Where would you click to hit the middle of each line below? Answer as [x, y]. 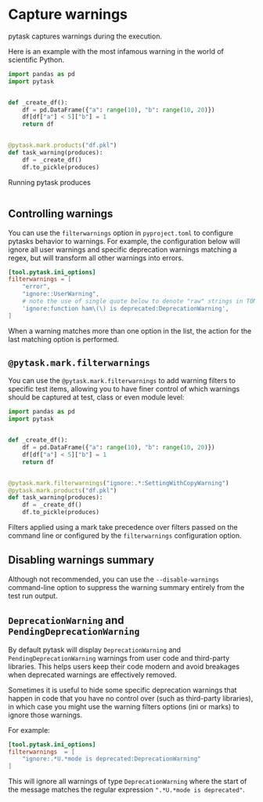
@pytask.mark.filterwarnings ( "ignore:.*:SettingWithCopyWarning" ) [119, 483]
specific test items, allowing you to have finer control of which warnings [124, 389]
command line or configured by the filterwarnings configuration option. [125, 536]
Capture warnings [68, 15]
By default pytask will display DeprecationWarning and [95, 650]
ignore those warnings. [45, 715]
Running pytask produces [50, 182]
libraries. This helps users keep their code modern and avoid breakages [124, 666]
